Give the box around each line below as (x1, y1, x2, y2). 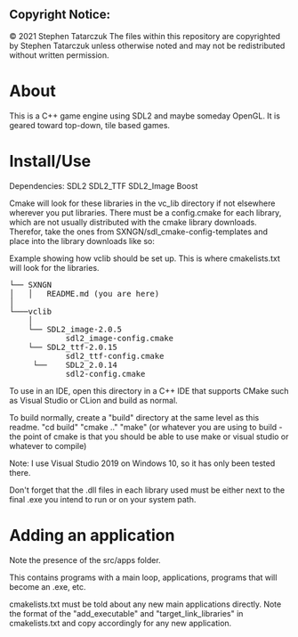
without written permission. (9, 49, 109, 61)
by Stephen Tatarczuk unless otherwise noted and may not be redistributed (9, 40, 286, 51)
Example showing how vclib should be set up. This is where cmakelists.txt (9, 253, 280, 264)
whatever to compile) (9, 440, 87, 451)
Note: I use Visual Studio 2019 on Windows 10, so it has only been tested (9, 458, 276, 469)
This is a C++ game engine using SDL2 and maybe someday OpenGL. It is (9, 110, 280, 121)
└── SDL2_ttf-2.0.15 (28, 342, 117, 352)
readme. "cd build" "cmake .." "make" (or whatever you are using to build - (9, 421, 283, 432)
